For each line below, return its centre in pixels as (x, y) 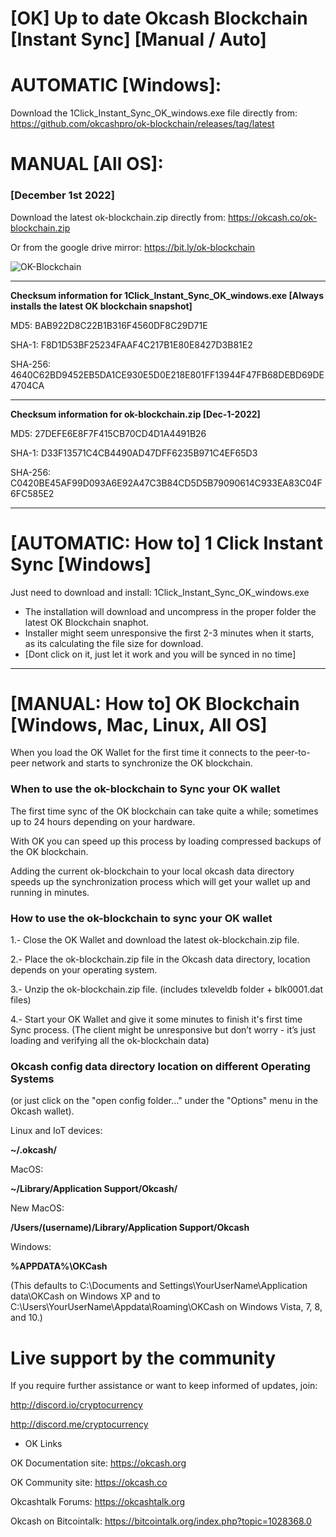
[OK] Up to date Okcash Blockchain (159, 18)
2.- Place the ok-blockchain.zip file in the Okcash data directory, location (160, 959)
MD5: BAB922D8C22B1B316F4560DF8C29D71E (109, 325)
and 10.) (26, 1318)
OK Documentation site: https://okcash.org (98, 1463)
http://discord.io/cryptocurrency (76, 1405)
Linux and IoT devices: (56, 1131)
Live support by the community (143, 1358)
